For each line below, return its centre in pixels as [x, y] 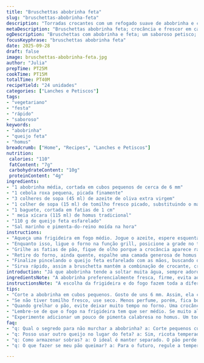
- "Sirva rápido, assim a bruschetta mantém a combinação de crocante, [99, 266]
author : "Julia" [27, 63]
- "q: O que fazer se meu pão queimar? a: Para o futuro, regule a [93, 345]
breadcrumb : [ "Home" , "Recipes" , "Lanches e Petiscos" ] [78, 147]
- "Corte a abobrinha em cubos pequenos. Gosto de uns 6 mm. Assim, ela [100, 295]
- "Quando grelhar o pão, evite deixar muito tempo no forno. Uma [92, 306]
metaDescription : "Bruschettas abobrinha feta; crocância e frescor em [99, 29]
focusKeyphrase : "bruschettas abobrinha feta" [66, 40]
